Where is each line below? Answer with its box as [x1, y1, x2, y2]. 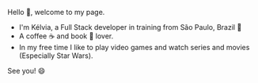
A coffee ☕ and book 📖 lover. [18, 31, 114, 41]
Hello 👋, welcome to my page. [7, 8, 105, 16]
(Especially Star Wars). [18, 51, 93, 60]
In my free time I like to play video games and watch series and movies [18, 43, 250, 52]
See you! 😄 [7, 67, 46, 75]
